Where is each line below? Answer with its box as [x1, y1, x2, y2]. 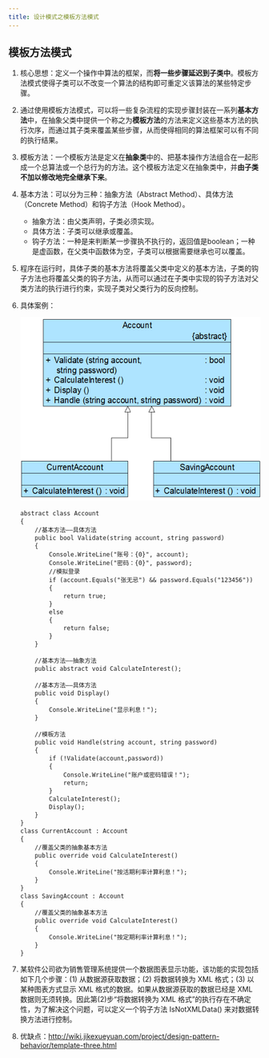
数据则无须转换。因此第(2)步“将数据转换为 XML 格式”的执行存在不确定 [19, 995, 251, 1004]
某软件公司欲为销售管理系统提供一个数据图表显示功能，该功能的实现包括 [19, 964, 259, 974]
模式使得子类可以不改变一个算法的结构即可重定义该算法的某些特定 [26, 79, 245, 88]
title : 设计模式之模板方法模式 [8, 13, 99, 21]
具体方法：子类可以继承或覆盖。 [31, 227, 138, 236]
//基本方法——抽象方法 [34, 657, 98, 665]
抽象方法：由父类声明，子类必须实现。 [31, 216, 159, 226]
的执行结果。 [19, 135, 62, 145]
